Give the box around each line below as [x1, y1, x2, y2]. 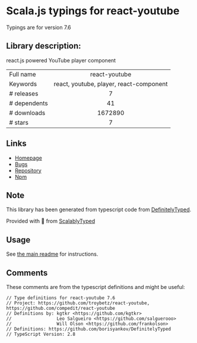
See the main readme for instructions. [6, 250, 99, 258]
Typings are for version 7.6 [6, 24, 71, 31]
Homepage [14, 154, 43, 161]
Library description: [6, 41, 81, 51]
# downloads [9, 109, 46, 117]
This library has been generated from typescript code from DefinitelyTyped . [6, 206, 192, 213]
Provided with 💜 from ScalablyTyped [6, 218, 96, 225]
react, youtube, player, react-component [53, 80, 168, 88]
